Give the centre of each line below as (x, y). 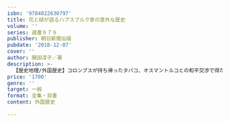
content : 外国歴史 (31, 102)
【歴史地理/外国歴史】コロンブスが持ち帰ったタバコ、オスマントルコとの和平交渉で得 (117, 70)
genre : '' (21, 83)
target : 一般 (25, 89)
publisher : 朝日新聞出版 (39, 39)
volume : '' (23, 26)
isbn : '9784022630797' (39, 13)
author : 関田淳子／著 (35, 58)
